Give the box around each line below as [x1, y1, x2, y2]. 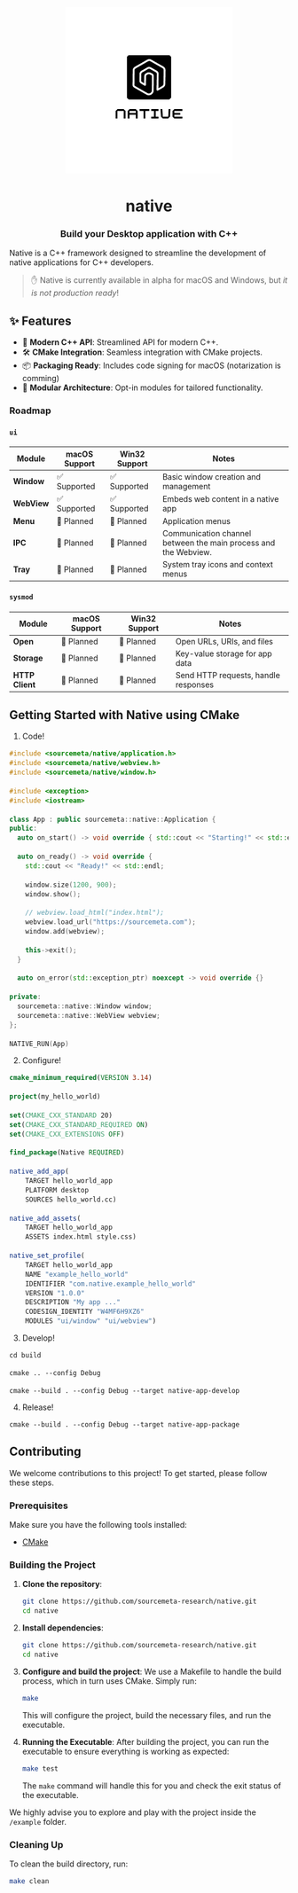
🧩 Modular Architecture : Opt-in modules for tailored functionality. [21, 382, 263, 393]
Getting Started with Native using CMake [9, 708, 240, 723]
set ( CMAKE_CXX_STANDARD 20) [9, 1111, 114, 1120]
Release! [21, 1402, 54, 1412]
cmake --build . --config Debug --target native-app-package [9, 1420, 240, 1429]
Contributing [9, 1444, 82, 1459]
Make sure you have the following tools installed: [9, 1520, 188, 1530]
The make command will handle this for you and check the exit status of [21, 1780, 282, 1791]
